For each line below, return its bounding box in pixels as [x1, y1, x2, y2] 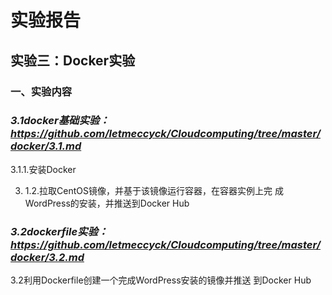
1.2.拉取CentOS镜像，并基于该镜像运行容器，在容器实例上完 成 [24, 184, 284, 196]
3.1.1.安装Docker [10, 163, 77, 175]
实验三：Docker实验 [10, 52, 136, 69]
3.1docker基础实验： [10, 114, 110, 128]
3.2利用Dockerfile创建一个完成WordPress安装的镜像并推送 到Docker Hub [10, 274, 312, 286]
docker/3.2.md [10, 250, 85, 264]
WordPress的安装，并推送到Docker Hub [24, 197, 190, 209]
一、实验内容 [10, 84, 73, 98]
